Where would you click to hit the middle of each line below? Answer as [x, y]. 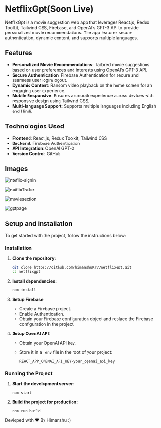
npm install [24, 290]
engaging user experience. [39, 90]
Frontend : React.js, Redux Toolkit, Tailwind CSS [59, 138]
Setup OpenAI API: [31, 333]
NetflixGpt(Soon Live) [49, 9]
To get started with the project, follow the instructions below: [66, 236]
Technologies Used [35, 126]
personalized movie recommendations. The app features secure [69, 32]
